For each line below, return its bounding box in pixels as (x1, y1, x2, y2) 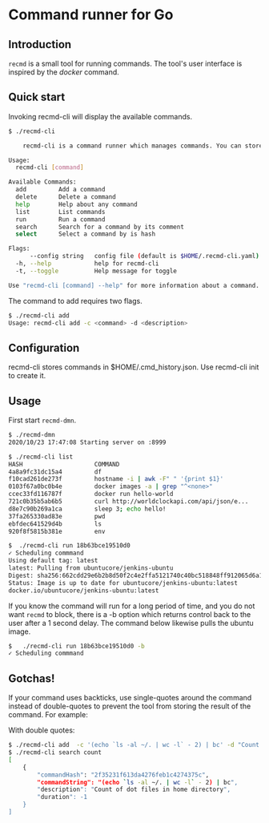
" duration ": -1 (37, 793, 88, 801)
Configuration (8, 341, 80, 354)
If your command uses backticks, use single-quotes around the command (8, 693, 252, 703)
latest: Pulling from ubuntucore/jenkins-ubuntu (8, 564, 174, 572)
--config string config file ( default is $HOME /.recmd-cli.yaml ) (29, 252, 260, 260)
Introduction (8, 38, 72, 51)
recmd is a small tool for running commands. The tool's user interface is (8, 58, 243, 68)
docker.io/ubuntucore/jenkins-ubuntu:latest (8, 587, 159, 595)
